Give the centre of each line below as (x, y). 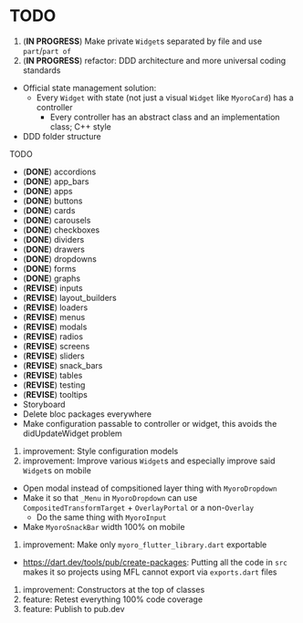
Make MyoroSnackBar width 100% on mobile (104, 526)
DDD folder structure (62, 136)
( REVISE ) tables (52, 375)
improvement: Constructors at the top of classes (114, 589)
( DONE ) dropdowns (60, 259)
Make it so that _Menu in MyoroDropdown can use (110, 497)
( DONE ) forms (49, 268)
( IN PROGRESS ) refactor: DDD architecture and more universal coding (154, 60)
